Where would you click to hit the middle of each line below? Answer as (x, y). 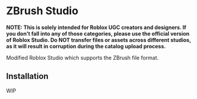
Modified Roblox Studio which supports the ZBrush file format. (82, 58)
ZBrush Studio (42, 11)
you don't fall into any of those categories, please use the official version (98, 33)
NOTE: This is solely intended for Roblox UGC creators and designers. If (96, 27)
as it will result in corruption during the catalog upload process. (86, 46)
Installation (27, 76)
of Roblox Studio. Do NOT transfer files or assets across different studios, (99, 40)
